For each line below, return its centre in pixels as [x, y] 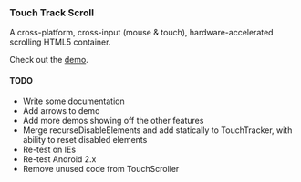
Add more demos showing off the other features [113, 120]
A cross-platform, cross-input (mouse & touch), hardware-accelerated [141, 33]
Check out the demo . [49, 60]
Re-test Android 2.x [59, 159]
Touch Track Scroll [52, 13]
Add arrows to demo [61, 110]
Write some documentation [73, 101]
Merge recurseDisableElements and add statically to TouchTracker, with [157, 130]
